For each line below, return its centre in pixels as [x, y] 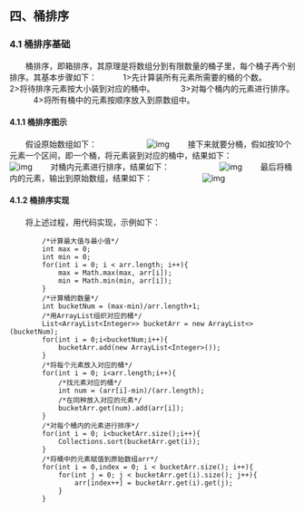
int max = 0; [67, 249]
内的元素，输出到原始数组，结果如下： [81, 178]
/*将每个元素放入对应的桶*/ [88, 365]
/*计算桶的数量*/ [71, 299]
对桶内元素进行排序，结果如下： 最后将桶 [172, 167]
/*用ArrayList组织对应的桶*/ [92, 316]
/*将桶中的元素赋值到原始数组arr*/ [100, 459]
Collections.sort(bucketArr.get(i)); [129, 442]
